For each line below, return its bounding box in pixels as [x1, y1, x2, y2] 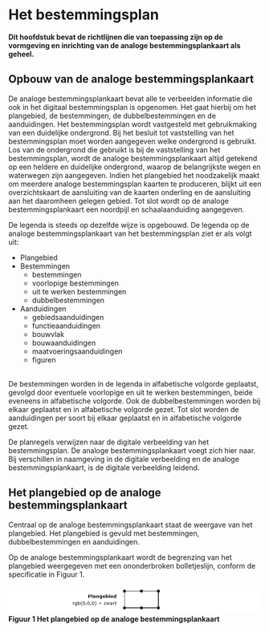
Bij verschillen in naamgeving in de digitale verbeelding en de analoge [8, 454, 239, 464]
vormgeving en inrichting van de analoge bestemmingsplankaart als [8, 40, 241, 50]
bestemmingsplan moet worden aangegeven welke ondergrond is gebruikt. [8, 136, 257, 146]
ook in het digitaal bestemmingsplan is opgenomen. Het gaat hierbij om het [8, 102, 257, 111]
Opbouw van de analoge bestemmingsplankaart [8, 72, 255, 86]
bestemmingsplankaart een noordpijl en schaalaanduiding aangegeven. [8, 205, 245, 214]
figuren [31, 354, 56, 364]
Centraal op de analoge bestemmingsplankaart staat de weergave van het [8, 520, 253, 529]
